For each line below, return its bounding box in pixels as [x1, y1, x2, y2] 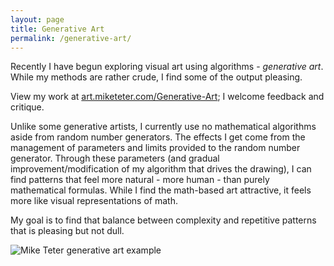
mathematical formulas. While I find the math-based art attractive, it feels [10, 184, 312, 196]
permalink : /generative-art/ [10, 33, 132, 43]
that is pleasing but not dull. [10, 225, 125, 237]
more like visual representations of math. [10, 195, 178, 207]
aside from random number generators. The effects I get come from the [10, 131, 306, 143]
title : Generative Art [10, 24, 105, 34]
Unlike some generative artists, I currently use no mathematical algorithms [10, 121, 317, 133]
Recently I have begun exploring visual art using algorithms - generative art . [10, 61, 324, 73]
